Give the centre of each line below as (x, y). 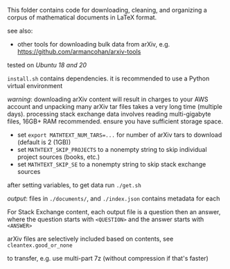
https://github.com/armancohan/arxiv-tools (79, 52)
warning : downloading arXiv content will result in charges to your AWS (108, 99)
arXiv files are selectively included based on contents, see (90, 239)
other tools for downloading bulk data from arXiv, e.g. (94, 44)
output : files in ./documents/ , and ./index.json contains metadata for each (114, 198)
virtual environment (35, 86)
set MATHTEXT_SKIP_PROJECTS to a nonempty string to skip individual (112, 149)
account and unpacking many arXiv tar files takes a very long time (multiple (115, 106)
